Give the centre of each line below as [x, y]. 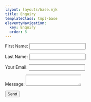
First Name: [17, 46]
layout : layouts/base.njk [31, 9]
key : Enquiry [23, 28]
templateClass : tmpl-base [31, 18]
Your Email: [16, 67]
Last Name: [17, 57]
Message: [15, 84]
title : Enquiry [20, 14]
